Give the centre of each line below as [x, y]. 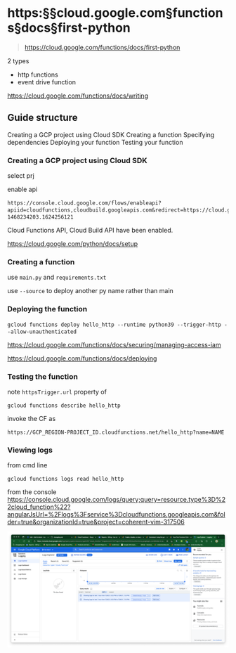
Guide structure [42, 118]
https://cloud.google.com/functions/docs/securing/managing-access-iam [114, 344]
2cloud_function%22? [39, 507]
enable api [22, 189]
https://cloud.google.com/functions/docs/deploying [82, 358]
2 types [18, 60]
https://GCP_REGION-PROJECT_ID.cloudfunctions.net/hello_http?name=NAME [116, 432]
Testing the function [43, 376]
